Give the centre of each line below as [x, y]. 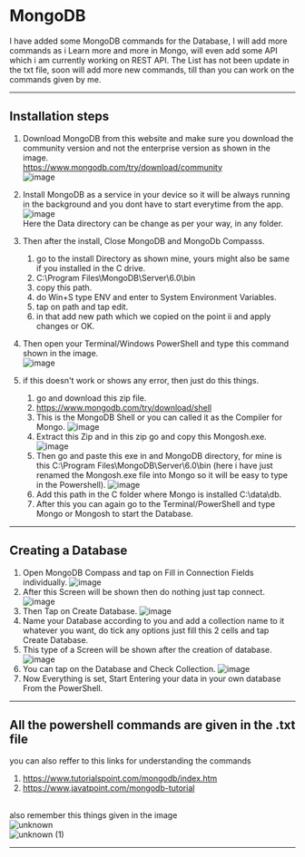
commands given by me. [55, 79]
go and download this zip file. [91, 398]
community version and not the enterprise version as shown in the [146, 148]
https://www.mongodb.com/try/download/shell [123, 407]
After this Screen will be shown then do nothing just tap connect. [143, 591]
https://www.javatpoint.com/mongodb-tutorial [108, 788]
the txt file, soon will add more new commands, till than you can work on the [152, 70]
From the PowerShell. [63, 688]
